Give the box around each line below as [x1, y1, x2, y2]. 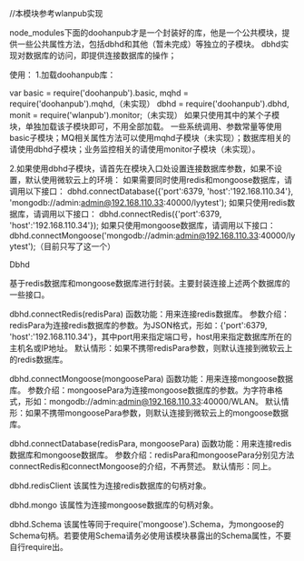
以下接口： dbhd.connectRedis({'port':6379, [56, 208, 222, 219]
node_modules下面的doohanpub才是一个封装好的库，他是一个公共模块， [9, 27, 282, 38]
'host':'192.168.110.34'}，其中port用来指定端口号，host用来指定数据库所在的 [9, 331, 292, 342]
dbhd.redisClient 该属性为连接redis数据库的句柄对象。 [9, 480, 211, 491]
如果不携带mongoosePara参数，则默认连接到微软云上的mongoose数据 [25, 407, 289, 418]
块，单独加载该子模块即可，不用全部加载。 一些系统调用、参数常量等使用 [9, 121, 282, 132]
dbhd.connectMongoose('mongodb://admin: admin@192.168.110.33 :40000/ [9, 230, 289, 241]
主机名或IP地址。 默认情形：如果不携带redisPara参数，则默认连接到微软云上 [9, 343, 293, 353]
